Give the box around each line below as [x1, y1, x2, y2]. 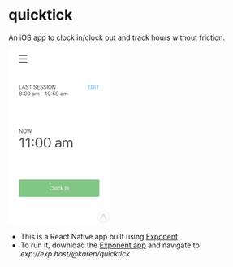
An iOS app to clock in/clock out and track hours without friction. [8, 33, 226, 42]
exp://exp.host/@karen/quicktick [19, 248, 131, 258]
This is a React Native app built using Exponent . [19, 231, 180, 241]
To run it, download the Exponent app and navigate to [19, 240, 201, 250]
